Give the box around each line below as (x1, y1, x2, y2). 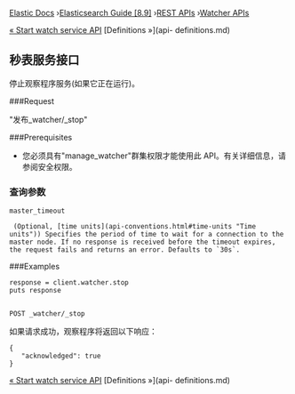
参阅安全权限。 (21, 161, 77, 172)
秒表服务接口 (9, 52, 80, 68)
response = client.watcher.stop (9, 278, 129, 287)
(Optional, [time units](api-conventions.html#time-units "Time (12, 222, 256, 231)
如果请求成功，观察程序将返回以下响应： (9, 326, 157, 337)
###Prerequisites (9, 132, 73, 142)
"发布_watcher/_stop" (9, 114, 88, 125)
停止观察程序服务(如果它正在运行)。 (9, 77, 140, 88)
